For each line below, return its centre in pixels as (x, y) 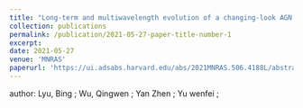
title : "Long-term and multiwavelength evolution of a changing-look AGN (151, 18)
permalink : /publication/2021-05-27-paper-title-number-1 (120, 34)
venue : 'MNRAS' (38, 59)
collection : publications (58, 26)
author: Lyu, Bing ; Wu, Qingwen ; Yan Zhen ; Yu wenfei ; (114, 93)
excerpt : (26, 43)
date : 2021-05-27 (42, 51)
